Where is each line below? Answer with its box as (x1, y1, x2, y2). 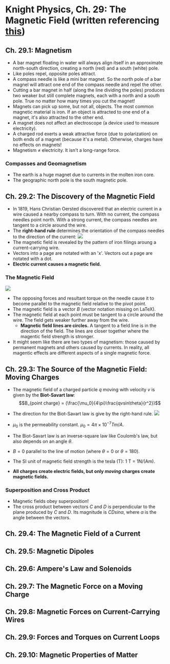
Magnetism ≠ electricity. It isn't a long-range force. (12, 147, 120, 153)
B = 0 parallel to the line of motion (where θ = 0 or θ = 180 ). (12, 448, 140, 454)
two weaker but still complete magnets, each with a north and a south (12, 93, 160, 98)
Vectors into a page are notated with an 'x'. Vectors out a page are (12, 250, 153, 256)
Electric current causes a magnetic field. (12, 261, 101, 267)
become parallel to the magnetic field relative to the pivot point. (12, 301, 147, 307)
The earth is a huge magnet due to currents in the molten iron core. (12, 171, 155, 178)
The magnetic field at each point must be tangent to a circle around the (12, 311, 163, 318)
